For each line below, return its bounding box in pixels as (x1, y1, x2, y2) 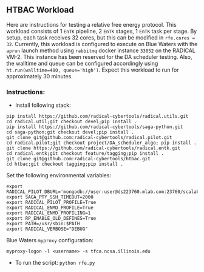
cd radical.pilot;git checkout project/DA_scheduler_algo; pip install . (6, 140, 197, 146)
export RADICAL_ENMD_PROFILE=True (6, 205, 94, 211)
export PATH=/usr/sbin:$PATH (6, 221, 80, 227)
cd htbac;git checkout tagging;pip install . (6, 161, 123, 168)
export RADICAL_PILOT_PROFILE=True (6, 200, 97, 206)
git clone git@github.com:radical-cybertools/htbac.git (6, 156, 151, 162)
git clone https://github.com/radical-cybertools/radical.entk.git (6, 145, 181, 151)
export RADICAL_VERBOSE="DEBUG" (6, 226, 88, 233)
